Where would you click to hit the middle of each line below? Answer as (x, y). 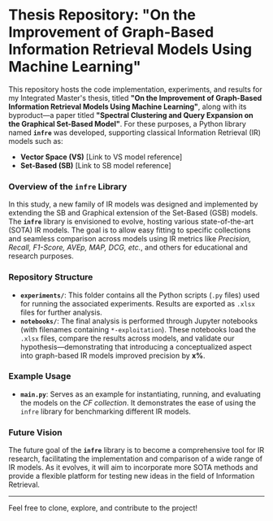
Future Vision (35, 432)
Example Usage (40, 376)
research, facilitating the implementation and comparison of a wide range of (135, 459)
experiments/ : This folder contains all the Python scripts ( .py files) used (140, 295)
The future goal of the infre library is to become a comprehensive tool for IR (136, 450)
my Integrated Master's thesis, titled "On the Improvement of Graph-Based (135, 98)
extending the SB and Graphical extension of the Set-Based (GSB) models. (133, 213)
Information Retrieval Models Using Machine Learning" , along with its (128, 106)
